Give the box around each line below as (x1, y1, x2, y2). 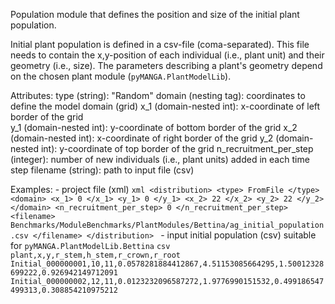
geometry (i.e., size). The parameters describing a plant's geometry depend (10, 60, 323, 71)
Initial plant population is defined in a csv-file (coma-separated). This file (10, 39, 310, 50)
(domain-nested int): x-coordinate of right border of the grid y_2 (10, 132, 274, 144)
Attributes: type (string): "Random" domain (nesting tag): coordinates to (10, 90, 306, 101)
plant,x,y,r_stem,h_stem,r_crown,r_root (10, 250, 182, 260)
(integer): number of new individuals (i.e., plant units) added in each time (10, 154, 310, 165)
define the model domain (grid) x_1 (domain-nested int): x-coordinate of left (10, 100, 321, 112)
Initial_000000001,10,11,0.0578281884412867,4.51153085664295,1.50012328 (10, 259, 325, 269)
